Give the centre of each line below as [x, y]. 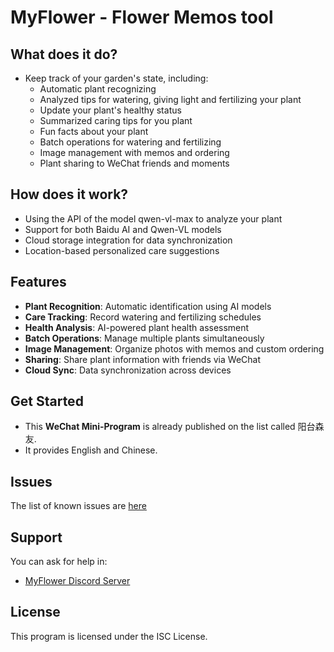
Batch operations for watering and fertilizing [130, 142]
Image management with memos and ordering [134, 152]
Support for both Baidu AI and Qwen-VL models [123, 229]
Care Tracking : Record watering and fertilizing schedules [143, 317]
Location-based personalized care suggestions [122, 250]
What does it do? [64, 54]
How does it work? [69, 194]
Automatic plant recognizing [98, 89]
